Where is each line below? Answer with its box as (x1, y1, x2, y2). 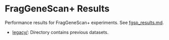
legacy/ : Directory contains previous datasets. (12, 29, 109, 35)
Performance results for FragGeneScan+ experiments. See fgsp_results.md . (5, 19, 164, 25)
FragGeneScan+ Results (5, 3, 110, 14)
